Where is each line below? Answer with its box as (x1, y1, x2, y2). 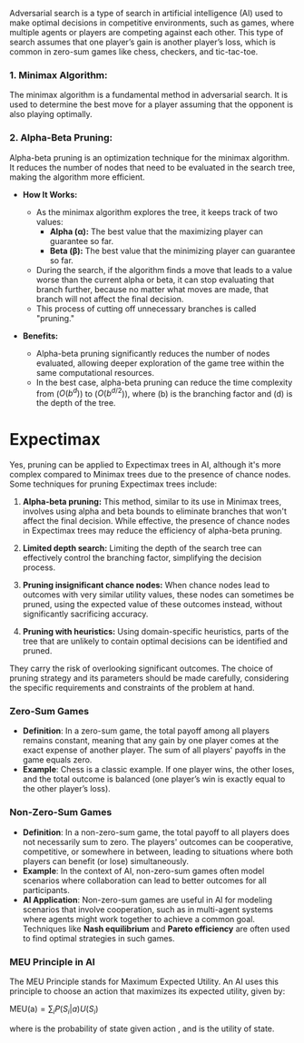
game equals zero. (22, 754, 93, 765)
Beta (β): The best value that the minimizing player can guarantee (49, 245, 296, 256)
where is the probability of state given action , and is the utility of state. (9, 1023, 275, 1034)
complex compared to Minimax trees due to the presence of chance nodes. (9, 469, 291, 480)
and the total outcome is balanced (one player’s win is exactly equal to (22, 773, 286, 784)
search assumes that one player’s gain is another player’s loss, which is (9, 36, 277, 47)
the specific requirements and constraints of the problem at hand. (9, 683, 256, 694)
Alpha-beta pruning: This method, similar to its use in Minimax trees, (22, 497, 282, 507)
